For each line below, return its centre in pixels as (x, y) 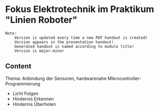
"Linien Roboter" (41, 20)
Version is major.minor (39, 51)
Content (18, 66)
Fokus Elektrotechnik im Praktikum (80, 9)
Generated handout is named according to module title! (74, 46)
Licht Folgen (25, 93)
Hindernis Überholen (34, 104)
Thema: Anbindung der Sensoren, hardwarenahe (56, 78)
